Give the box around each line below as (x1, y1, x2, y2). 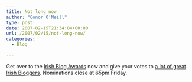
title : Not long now (6, 8, 57, 15)
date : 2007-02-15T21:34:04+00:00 (6, 25, 89, 31)
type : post (6, 19, 33, 25)
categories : (6, 36, 35, 42)
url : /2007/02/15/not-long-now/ (6, 31, 86, 37)
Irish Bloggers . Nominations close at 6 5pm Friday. (6, 69, 128, 76)
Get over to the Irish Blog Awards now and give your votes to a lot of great (6, 63, 186, 70)
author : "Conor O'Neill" (6, 14, 67, 20)
